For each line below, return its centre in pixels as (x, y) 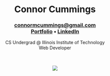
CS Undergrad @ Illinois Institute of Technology (55, 43)
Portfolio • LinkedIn (55, 31)
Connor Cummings (55, 9)
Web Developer (55, 48)
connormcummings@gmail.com (55, 25)
